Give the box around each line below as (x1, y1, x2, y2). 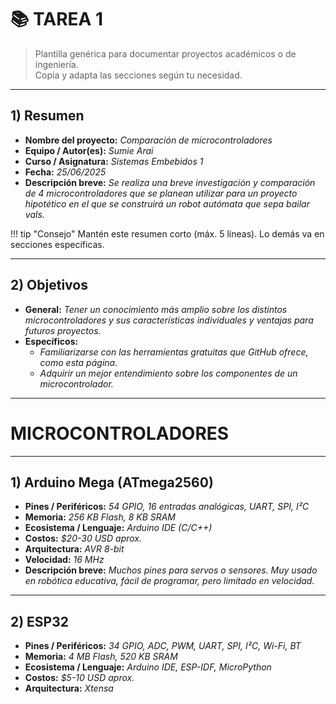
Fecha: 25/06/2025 (24, 166, 107, 178)
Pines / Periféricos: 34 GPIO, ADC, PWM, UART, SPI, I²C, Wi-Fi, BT (24, 640, 302, 652)
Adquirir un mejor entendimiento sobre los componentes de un (39, 367, 298, 379)
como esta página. (39, 356, 118, 368)
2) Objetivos (10, 277, 88, 294)
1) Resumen (10, 107, 85, 125)
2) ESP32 (10, 613, 70, 630)
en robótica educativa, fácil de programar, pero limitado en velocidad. (24, 575, 315, 587)
